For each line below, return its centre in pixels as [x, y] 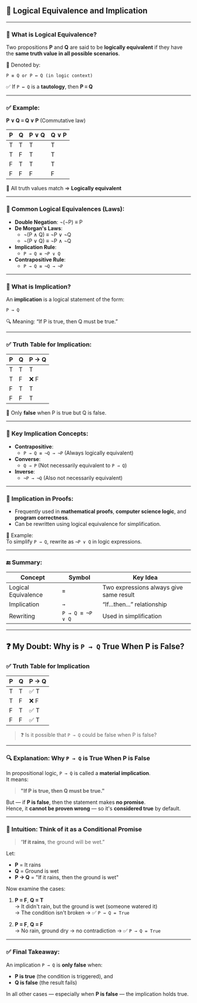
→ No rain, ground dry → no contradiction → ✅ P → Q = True [88, 931]
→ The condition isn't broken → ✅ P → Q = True [72, 913]
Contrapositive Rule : [40, 259]
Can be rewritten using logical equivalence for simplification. [88, 524]
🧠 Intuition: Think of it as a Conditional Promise [74, 829]
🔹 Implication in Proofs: [40, 498]
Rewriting [22, 616]
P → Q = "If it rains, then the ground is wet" [67, 878]
